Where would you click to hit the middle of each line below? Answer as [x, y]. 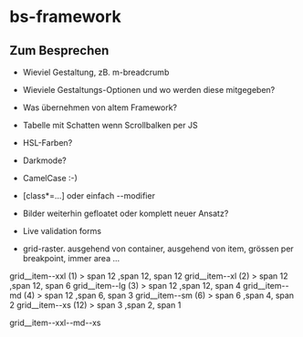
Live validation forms [62, 231]
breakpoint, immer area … [71, 258]
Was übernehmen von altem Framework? [100, 107]
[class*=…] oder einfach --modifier [89, 196]
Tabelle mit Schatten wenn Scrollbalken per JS [110, 125]
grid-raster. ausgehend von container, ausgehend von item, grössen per [158, 249]
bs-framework [65, 17]
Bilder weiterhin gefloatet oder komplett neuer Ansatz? [125, 213]
